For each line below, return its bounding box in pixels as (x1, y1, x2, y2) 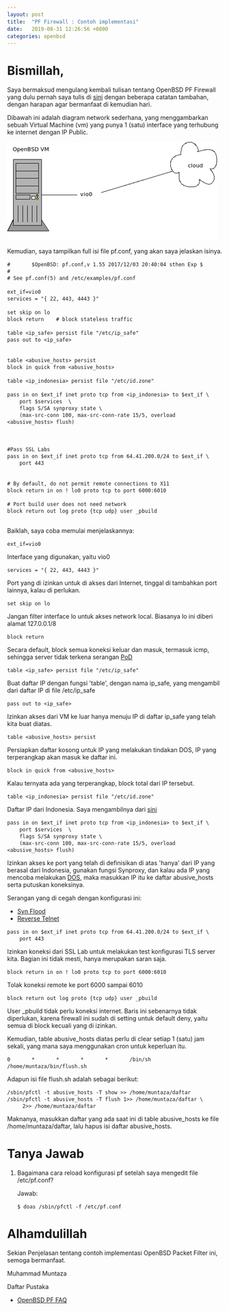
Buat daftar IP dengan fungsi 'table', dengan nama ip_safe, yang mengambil (7, 679, 220, 688)
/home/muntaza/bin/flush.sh (7, 1063, 87, 1070)
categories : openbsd (7, 33, 66, 40)
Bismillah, (7, 63, 65, 79)
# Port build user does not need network (7, 501, 127, 508)
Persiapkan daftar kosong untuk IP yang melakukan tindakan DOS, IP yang (7, 746, 217, 754)
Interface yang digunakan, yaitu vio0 (7, 553, 111, 561)
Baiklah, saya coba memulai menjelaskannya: (7, 527, 135, 535)
